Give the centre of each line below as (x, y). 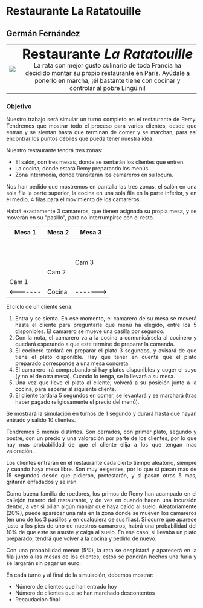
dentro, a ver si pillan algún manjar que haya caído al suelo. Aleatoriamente (101, 506)
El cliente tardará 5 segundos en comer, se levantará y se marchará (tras (106, 396)
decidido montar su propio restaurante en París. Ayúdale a (108, 73)
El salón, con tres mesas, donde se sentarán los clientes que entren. (100, 162)
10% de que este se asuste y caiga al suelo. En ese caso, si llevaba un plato (101, 532)
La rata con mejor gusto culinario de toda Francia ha (108, 66)
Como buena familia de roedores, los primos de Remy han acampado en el (101, 494)
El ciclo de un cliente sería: (40, 307)
